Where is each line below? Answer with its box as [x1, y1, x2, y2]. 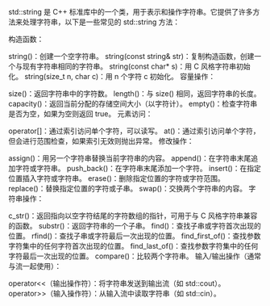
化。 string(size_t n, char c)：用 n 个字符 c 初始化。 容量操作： [8, 72, 216, 81]
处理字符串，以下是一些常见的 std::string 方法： [22, 17, 180, 27]
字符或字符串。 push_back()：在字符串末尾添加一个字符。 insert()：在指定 [15, 164, 262, 173]
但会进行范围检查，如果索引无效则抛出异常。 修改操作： [8, 136, 194, 145]
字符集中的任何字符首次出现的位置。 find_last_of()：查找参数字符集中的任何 [8, 241, 259, 250]
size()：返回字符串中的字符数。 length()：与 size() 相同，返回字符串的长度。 [8, 89, 261, 99]
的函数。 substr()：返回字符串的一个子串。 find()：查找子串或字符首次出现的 [8, 221, 262, 230]
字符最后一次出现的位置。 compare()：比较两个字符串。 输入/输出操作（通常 [8, 251, 262, 261]
